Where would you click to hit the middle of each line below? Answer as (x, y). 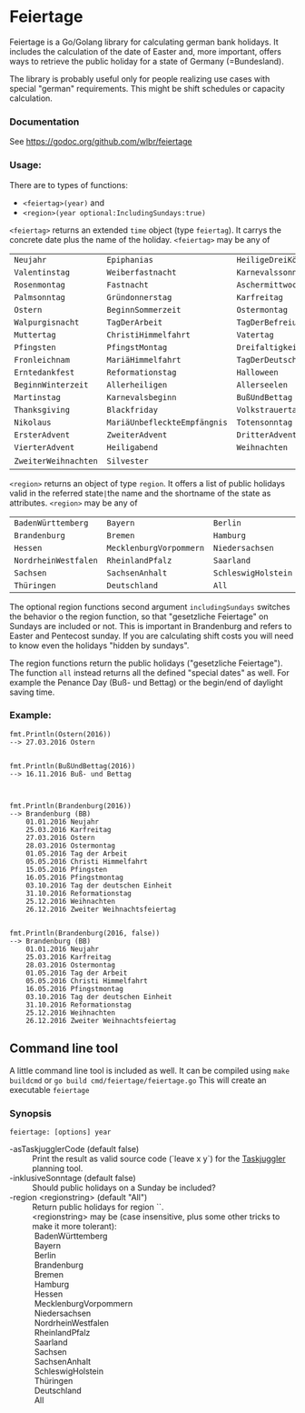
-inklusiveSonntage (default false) (73, 1177)
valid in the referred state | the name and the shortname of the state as (140, 493)
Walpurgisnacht (47, 322)
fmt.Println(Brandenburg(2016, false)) (85, 933)
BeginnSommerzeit (144, 310)
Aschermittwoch (269, 285)
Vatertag (255, 335)
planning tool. (58, 1168)
